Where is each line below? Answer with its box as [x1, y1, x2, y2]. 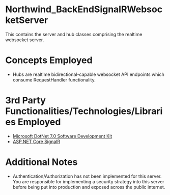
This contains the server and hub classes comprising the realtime [5, 31, 143, 37]
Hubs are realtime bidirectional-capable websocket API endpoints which [12, 71, 164, 77]
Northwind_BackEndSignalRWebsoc [5, 4, 163, 15]
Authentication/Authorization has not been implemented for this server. [12, 173, 162, 179]
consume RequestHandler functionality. [12, 76, 96, 82]
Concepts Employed [5, 54, 93, 66]
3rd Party [5, 95, 46, 106]
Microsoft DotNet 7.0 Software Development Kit [12, 133, 112, 139]
